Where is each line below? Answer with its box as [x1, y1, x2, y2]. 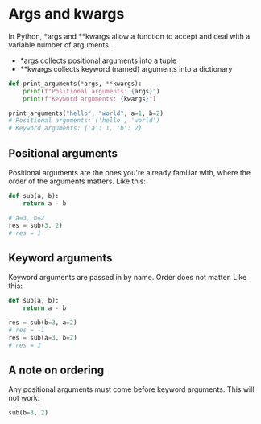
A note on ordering [8, 363, 105, 377]
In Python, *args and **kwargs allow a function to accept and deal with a [8, 31, 251, 41]
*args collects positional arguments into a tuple [19, 56, 177, 65]
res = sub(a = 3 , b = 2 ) [8, 333, 78, 342]
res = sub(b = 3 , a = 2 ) [8, 319, 78, 327]
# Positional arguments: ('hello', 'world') [8, 117, 160, 125]
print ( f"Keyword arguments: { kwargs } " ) [23, 94, 157, 103]
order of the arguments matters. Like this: [8, 176, 147, 186]
